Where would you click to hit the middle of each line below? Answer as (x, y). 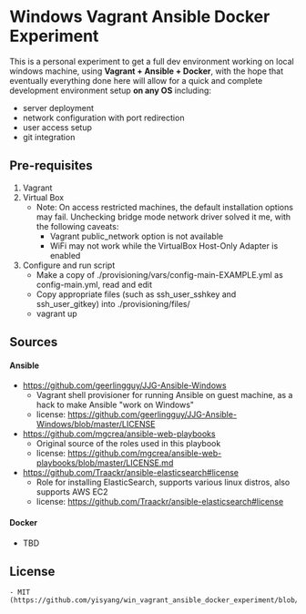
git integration (49, 137)
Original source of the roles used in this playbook (128, 444)
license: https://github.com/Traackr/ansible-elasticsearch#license (160, 502)
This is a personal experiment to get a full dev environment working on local (152, 61)
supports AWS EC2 (72, 492)
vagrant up (56, 313)
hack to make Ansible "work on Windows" (115, 405)
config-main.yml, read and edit (94, 284)
